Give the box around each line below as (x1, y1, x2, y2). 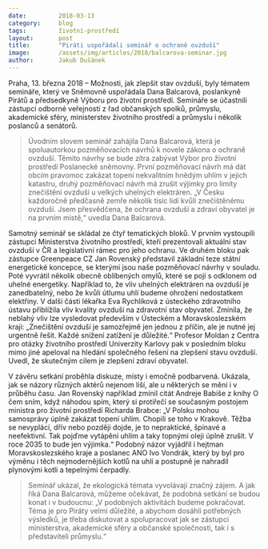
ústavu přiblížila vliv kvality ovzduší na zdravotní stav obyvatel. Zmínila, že (8, 305, 253, 315)
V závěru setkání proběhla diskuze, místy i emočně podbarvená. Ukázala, (8, 371, 250, 381)
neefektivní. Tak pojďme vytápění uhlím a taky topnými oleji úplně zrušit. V (8, 431, 254, 440)
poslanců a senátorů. (8, 121, 78, 130)
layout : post (8, 34, 74, 42)
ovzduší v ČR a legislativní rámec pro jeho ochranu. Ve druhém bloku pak (8, 245, 250, 254)
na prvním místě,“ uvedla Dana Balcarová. (27, 213, 166, 222)
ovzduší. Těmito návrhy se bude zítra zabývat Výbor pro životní (27, 153, 237, 162)
